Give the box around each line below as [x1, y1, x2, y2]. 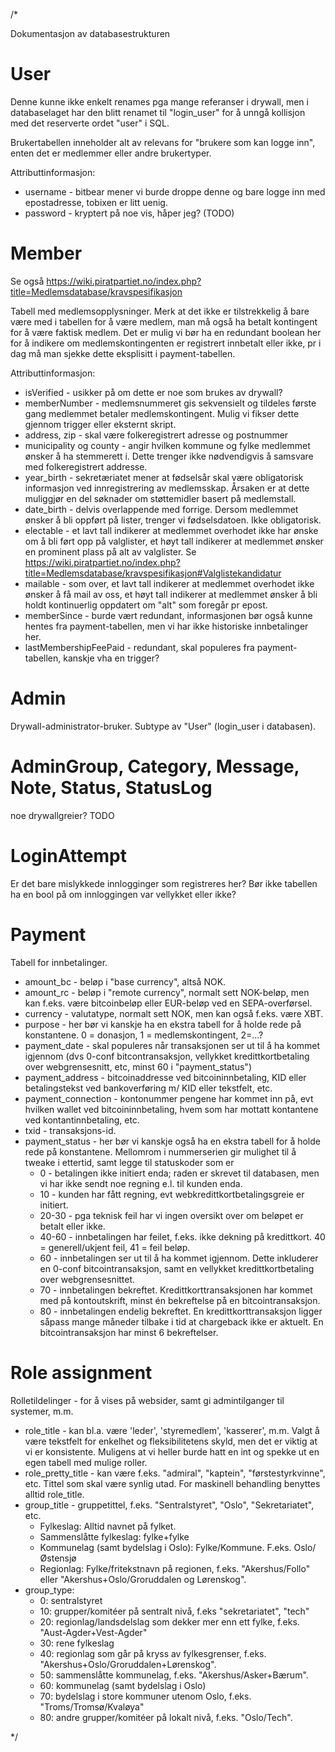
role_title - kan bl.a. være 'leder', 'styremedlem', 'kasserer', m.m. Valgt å [24, 1424, 320, 1436]
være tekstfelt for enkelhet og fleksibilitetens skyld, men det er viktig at [24, 1435, 318, 1447]
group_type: [24, 1584, 75, 1596]
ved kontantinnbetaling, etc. [24, 1114, 140, 1126]
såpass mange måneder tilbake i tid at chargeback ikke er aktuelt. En [39, 1315, 324, 1328]
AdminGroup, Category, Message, [10, 755, 300, 778]
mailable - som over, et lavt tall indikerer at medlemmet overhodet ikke [24, 577, 315, 589]
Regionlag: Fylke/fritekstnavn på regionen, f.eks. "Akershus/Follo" [39, 1562, 311, 1574]
